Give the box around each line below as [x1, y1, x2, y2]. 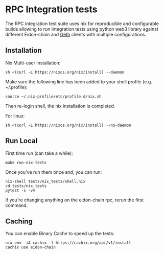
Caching [5, 217, 33, 225]
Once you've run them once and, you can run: [5, 169, 102, 175]
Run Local [5, 136, 38, 145]
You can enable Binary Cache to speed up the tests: [5, 230, 115, 237]
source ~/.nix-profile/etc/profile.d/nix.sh [5, 94, 102, 99]
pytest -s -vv [5, 188, 36, 193]
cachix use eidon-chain [5, 245, 56, 250]
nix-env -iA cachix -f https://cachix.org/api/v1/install [5, 240, 131, 246]
